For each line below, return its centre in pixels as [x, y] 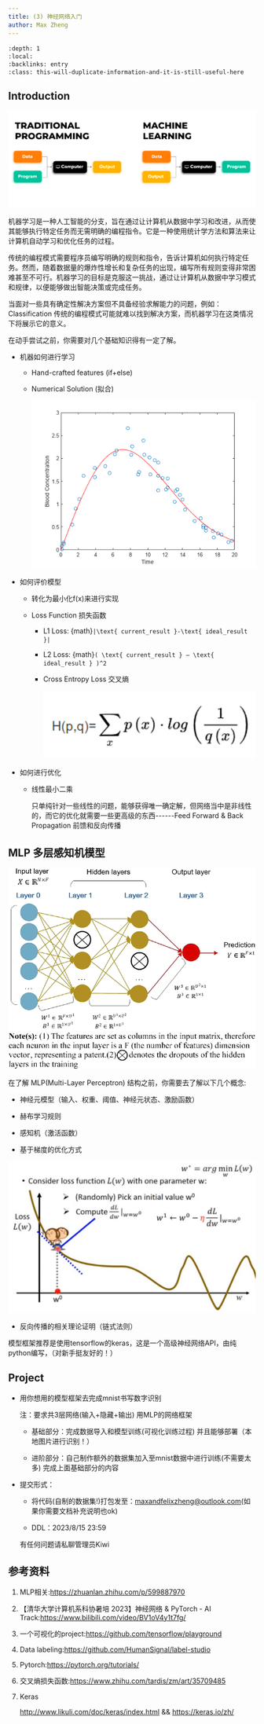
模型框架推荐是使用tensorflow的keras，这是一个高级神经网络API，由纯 [123, 1343]
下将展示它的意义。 [39, 323]
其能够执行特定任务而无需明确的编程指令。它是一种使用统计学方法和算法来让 [132, 231]
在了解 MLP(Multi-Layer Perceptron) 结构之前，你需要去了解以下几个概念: [127, 1083]
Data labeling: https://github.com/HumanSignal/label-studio [115, 1649]
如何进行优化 [40, 772]
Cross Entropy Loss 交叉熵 [86, 679]
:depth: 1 [24, 48]
